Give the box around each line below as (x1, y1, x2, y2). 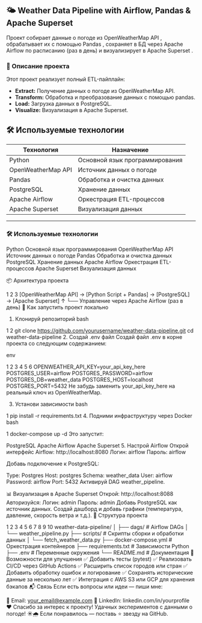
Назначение (112, 145, 149, 154)
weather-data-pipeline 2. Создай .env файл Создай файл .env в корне (6, 334, 183, 341)
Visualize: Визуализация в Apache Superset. (14, 107, 129, 114)
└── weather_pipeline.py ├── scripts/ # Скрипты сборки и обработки (6, 530, 185, 537)
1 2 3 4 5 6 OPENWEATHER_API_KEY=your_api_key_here (6, 363, 146, 370)
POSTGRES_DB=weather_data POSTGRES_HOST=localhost (6, 376, 153, 384)
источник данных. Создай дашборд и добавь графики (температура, (6, 505, 183, 513)
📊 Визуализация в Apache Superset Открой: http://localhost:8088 (6, 490, 174, 498)
